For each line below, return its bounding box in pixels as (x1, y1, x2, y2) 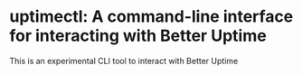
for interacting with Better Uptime (9, 25, 267, 46)
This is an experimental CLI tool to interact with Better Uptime (9, 55, 239, 66)
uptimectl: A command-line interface (9, 6, 294, 27)
